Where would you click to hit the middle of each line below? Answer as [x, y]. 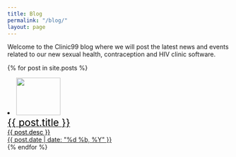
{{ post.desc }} [29, 132]
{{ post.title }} [39, 123]
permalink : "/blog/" [38, 20]
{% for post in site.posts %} [48, 68]
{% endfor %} [28, 147]
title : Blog [25, 14]
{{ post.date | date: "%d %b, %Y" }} [60, 140]
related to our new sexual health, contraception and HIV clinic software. [112, 54]
